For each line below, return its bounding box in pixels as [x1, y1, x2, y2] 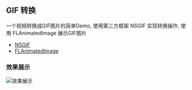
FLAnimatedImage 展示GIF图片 [12, 29, 87, 36]
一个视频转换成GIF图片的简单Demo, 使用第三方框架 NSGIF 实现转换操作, [6, 22, 180, 29]
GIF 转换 [6, 5, 36, 16]
